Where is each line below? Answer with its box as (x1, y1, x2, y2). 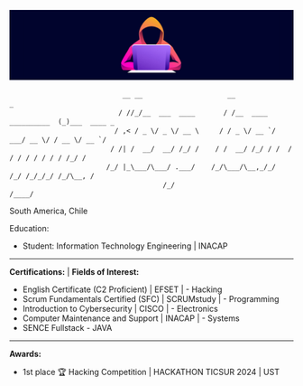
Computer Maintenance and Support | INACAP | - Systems (22, 313, 241, 324)
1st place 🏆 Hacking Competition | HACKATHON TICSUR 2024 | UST (22, 367, 280, 378)
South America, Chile (9, 205, 88, 217)
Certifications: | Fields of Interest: (9, 267, 140, 278)
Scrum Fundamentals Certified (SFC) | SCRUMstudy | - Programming (22, 294, 280, 305)
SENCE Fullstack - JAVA (22, 323, 113, 334)
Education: (9, 223, 50, 234)
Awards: (9, 349, 42, 360)
